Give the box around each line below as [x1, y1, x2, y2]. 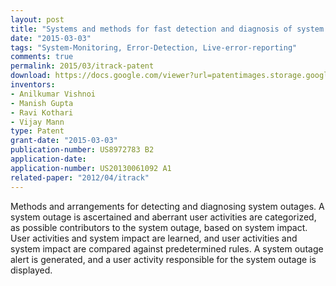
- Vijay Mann [10, 117, 65, 127]
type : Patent [10, 126, 65, 136]
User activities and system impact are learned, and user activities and [10, 232, 298, 244]
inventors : [10, 80, 56, 90]
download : [10, 71, 52, 81]
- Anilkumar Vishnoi [10, 89, 97, 99]
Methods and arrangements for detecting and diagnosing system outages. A [10, 200, 325, 212]
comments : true [10, 52, 74, 62]
